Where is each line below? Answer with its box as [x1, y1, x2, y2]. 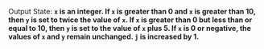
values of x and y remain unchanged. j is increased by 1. [8, 32, 200, 41]
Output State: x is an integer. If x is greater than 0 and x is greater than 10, [8, 7, 256, 16]
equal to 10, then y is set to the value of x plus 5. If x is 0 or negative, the [8, 24, 252, 32]
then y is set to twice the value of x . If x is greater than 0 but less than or [8, 15, 253, 24]
